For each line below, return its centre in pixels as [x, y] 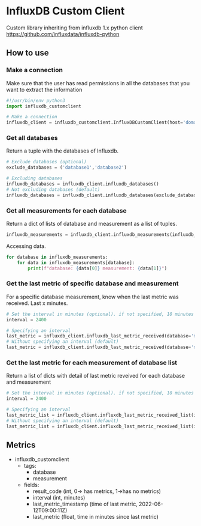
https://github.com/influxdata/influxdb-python [63, 34]
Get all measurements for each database [66, 210]
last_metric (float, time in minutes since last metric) [95, 517]
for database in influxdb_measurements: [57, 257]
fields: [31, 485]
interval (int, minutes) [59, 498]
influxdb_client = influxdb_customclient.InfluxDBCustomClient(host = [95, 122]
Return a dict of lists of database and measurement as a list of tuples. [92, 223]
